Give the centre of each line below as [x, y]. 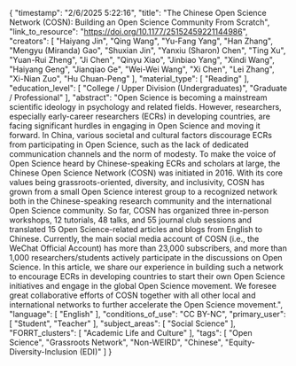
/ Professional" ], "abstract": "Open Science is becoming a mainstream [138, 97]
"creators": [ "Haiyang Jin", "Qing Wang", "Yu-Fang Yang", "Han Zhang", [141, 41]
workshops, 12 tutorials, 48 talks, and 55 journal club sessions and [131, 220]
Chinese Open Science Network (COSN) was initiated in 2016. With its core [146, 173]
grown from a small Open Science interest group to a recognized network [143, 191]
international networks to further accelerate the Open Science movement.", [146, 304]
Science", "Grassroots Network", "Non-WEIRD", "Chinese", [116, 342]
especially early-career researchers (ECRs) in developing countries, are [140, 116]
